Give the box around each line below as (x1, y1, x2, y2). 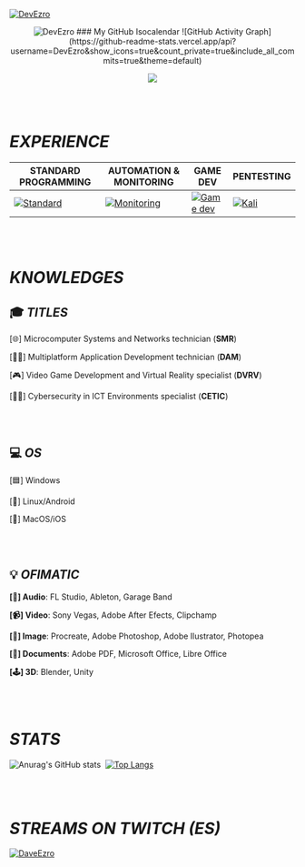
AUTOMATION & (107, 164, 180, 176)
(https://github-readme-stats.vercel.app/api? (68, 36, 237, 46)
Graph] (244, 26, 272, 36)
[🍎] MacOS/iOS (9, 513, 66, 524)
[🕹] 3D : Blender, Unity (9, 666, 93, 677)
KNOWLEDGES (9, 267, 124, 288)
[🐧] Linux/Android (9, 496, 75, 507)
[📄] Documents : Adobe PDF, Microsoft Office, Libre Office (9, 648, 228, 659)
